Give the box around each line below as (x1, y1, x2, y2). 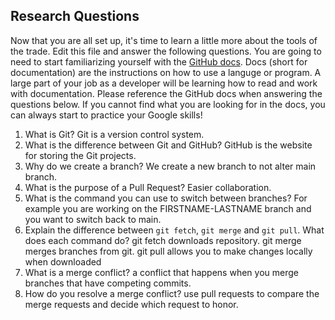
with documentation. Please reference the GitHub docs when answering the (10, 87, 323, 99)
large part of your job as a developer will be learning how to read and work (10, 77, 318, 89)
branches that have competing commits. (24, 277, 192, 289)
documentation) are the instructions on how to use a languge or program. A (10, 66, 322, 78)
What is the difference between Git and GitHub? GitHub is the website (24, 139, 313, 151)
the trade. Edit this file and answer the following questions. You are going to (10, 45, 322, 57)
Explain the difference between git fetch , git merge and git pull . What (24, 224, 325, 236)
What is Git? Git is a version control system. (24, 128, 205, 140)
